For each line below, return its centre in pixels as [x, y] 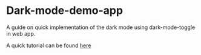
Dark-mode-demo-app [64, 11]
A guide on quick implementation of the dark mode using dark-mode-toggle [101, 27]
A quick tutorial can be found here [49, 45]
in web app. [21, 33]
